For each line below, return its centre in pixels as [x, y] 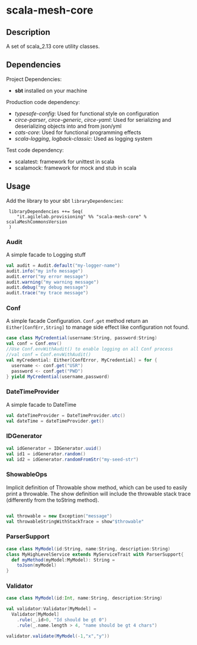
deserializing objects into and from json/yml [68, 126]
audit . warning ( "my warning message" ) [53, 282]
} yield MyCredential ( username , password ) [58, 377]
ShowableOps [27, 475]
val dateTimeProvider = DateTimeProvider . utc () [66, 415]
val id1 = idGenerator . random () [46, 454]
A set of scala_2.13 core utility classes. [53, 46]
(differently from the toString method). [53, 500]
